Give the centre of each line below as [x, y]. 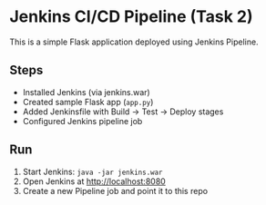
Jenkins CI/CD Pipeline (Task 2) [131, 17]
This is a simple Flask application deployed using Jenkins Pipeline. [134, 42]
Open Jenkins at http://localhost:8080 [94, 181]
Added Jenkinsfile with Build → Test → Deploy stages [123, 112]
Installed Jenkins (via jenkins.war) [86, 92]
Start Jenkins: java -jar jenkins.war [92, 171]
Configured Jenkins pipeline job [82, 121]
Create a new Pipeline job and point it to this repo [115, 190]
